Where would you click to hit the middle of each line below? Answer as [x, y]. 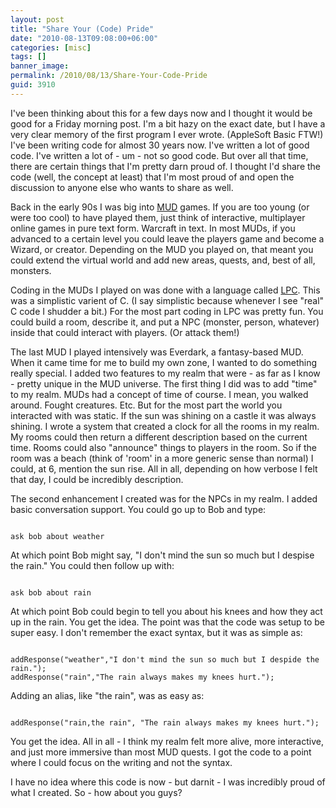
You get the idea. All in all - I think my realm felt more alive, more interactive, [167, 741]
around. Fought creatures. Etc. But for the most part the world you [146, 405]
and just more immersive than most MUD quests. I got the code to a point [161, 752]
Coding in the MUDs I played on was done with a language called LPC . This [165, 290]
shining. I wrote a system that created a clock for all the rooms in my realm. [165, 426]
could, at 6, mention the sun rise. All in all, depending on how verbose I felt [164, 468]
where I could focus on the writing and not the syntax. [121, 762]
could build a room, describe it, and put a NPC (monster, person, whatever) [165, 322]
